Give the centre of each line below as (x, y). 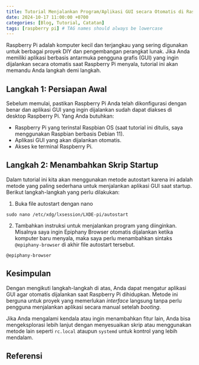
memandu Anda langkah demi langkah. (54, 70)
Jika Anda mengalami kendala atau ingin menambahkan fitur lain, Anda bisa (98, 318)
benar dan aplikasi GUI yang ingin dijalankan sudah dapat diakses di (89, 110)
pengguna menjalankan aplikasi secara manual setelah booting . (84, 307)
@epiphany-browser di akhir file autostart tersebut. (75, 244)
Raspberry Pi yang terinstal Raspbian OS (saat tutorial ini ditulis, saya (99, 128)
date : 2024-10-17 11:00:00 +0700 (47, 17)
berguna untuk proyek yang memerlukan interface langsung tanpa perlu (94, 300)
